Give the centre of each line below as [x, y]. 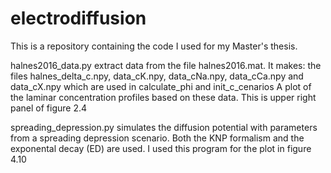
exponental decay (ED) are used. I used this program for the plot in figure [161, 148]
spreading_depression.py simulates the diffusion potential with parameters [164, 127]
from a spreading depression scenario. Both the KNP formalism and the [157, 138]
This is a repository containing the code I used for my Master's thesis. [154, 46]
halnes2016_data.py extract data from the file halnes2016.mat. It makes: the [166, 65]
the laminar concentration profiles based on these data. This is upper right [163, 97]
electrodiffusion [78, 18]
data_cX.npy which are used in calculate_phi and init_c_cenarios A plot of [161, 86]
